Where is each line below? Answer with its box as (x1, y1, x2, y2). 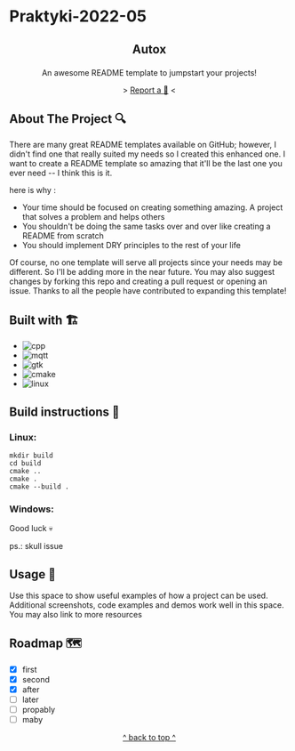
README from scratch (21, 230, 105, 241)
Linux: (9, 431, 37, 443)
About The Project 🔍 (9, 111, 127, 126)
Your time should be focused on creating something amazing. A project (21, 202, 283, 213)
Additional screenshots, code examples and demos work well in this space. (9, 600, 284, 610)
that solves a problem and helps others (21, 212, 165, 222)
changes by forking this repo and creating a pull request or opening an (9, 276, 268, 287)
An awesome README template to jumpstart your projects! (41, 67, 258, 77)
